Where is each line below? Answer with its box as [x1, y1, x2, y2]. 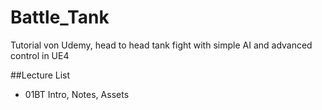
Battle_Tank [10, 6, 110, 29]
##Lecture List [10, 69, 71, 81]
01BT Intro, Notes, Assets [24, 88, 130, 100]
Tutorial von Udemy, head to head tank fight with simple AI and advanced [10, 39, 313, 51]
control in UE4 [10, 49, 70, 61]
